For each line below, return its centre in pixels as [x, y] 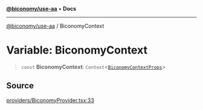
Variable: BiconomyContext [77, 50]
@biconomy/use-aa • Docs [41, 9]
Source [20, 86]
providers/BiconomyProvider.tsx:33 [50, 100]
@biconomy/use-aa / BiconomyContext [55, 26]
